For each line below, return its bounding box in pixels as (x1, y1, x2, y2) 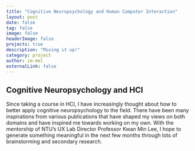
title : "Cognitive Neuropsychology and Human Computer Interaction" (6, 8, 178, 15)
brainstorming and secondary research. (6, 138, 103, 145)
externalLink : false (6, 63, 57, 69)
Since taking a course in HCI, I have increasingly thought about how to (6, 100, 177, 108)
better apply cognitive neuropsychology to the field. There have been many (6, 107, 190, 114)
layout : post (6, 14, 38, 20)
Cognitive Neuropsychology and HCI (6, 85, 143, 95)
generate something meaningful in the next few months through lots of (6, 132, 178, 139)
